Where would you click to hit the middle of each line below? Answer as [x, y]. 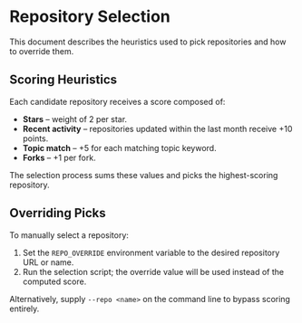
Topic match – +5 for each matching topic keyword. [119, 147]
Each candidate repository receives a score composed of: [117, 101]
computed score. [54, 281]
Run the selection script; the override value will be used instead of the [153, 271]
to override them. [42, 51]
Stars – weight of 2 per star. [75, 119]
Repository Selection [90, 17]
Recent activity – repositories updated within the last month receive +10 [157, 128]
